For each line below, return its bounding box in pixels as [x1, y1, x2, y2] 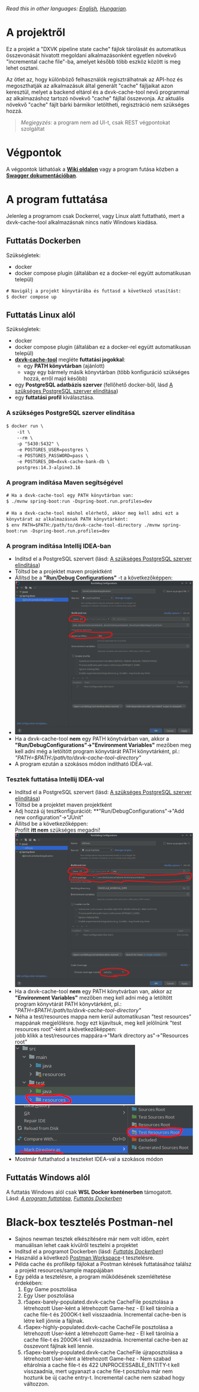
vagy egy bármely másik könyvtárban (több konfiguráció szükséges [23, 369, 190, 376]
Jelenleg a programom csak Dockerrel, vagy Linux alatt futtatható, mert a [6, 212, 185, 219]
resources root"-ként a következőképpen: [14, 1026, 117, 1033]
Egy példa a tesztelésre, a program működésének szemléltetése [14, 1273, 171, 1280]
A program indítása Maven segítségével [6, 478, 123, 486]
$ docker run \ [6, 423, 44, 429]
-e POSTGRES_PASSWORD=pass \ [17, 452, 89, 459]
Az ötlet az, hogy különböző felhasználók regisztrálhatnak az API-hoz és [6, 75, 183, 83]
